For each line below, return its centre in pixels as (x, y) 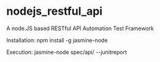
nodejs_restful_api (55, 11)
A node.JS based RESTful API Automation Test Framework (80, 28)
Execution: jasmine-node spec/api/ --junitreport (67, 52)
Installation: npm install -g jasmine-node (57, 40)
